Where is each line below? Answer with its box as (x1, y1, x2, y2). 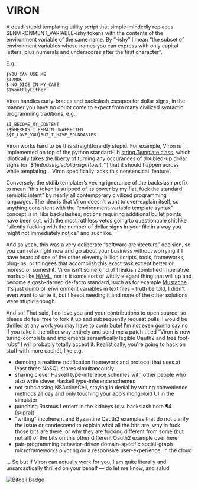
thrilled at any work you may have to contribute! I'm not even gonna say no (6, 322, 188, 329)
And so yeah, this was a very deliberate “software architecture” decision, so (6, 241, 191, 248)
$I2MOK (6, 77, 22, 82)
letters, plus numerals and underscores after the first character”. (6, 48, 163, 55)
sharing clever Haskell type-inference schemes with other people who (14, 371, 186, 378)
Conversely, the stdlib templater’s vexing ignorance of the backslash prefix (6, 179, 188, 186)
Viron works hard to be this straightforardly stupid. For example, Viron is (6, 142, 181, 149)
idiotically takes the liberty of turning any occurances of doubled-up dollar (6, 155, 187, 162)
